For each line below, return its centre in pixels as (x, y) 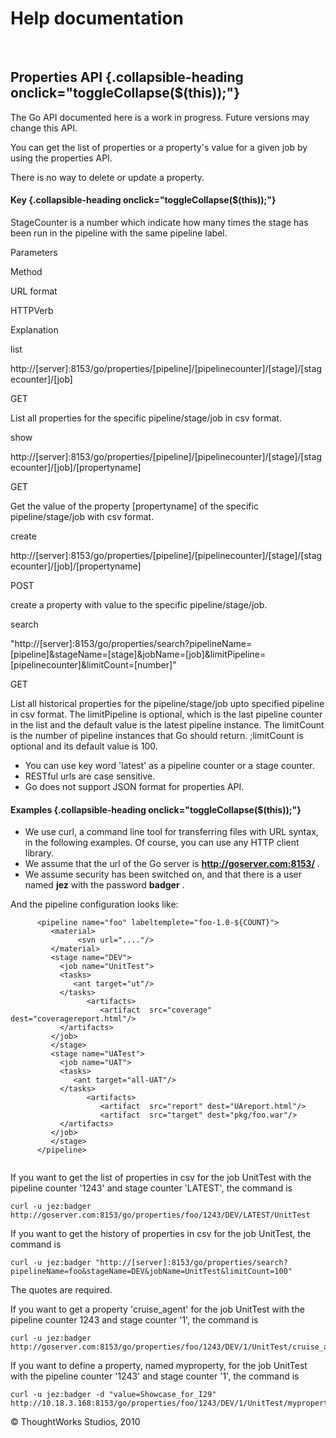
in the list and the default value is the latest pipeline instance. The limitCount (167, 724)
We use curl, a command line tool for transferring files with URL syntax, (171, 832)
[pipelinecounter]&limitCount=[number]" (93, 664)
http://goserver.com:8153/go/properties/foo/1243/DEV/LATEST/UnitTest (160, 1215)
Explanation (34, 329)
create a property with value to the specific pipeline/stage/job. (139, 604)
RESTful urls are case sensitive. (90, 776)
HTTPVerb (32, 310)
